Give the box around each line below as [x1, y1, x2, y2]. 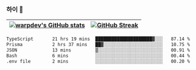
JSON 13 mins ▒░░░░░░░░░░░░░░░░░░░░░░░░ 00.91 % [6, 47, 190, 53]
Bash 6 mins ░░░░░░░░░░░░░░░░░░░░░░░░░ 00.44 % [6, 53, 190, 59]
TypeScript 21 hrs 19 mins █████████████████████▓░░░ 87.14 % [6, 36, 190, 42]
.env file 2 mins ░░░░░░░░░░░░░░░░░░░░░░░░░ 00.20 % [6, 58, 190, 64]
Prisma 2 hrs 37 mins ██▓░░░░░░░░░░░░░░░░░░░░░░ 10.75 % [6, 42, 190, 48]
